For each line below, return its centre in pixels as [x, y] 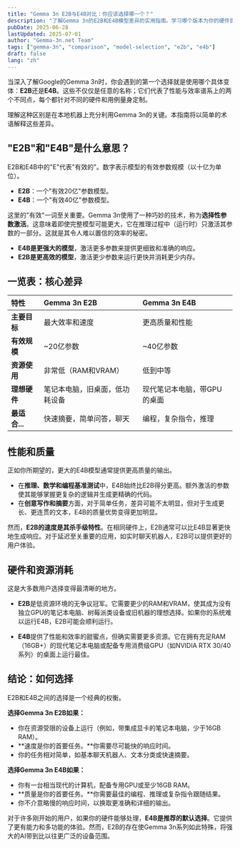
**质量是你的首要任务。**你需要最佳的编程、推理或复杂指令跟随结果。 [121, 793]
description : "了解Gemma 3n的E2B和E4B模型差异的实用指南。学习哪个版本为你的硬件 [119, 21]
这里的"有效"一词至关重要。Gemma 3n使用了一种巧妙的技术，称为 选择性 [114, 215]
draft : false [27, 54]
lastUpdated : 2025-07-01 [44, 34]
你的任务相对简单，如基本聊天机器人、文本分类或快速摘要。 [105, 754]
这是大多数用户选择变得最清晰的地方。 [64, 588]
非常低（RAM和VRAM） [84, 370]
